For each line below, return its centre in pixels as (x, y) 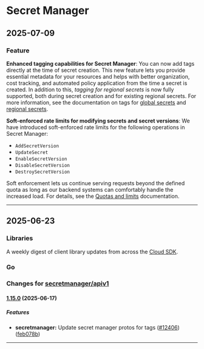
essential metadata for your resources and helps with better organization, (98, 76)
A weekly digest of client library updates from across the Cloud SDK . (92, 252)
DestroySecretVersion (42, 172)
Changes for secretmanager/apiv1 (58, 284)
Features (18, 312)
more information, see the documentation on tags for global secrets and (96, 102)
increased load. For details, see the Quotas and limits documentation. (93, 196)
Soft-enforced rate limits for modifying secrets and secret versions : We (98, 121)
